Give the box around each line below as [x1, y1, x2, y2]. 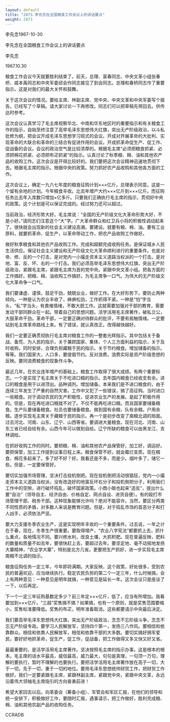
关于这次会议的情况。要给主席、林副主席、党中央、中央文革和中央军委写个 [5, 97, 160, 103]
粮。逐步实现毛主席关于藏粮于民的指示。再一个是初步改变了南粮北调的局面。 [5, 413, 165, 419]
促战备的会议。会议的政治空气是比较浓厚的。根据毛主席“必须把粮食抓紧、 [5, 145, 158, 152]
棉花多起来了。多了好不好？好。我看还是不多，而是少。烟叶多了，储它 [14, 455, 160, 462]
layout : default [5, 7, 39, 13]
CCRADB [5, 712, 24, 718]
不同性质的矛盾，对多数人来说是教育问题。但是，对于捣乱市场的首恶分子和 [5, 504, 160, 510]
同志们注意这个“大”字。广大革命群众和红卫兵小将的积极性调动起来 [27, 218, 164, 224]
